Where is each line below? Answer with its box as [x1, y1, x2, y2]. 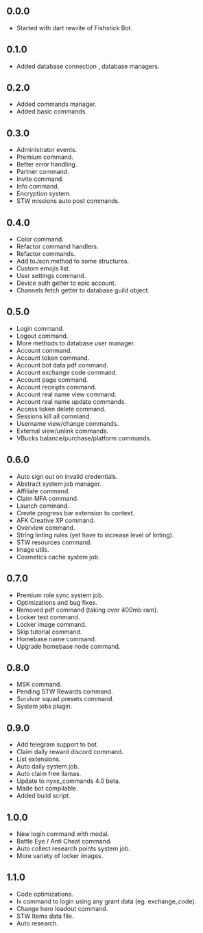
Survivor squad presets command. [16, 695, 115, 703]
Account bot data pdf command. [16, 361, 109, 369]
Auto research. [16, 919, 59, 927]
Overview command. [16, 523, 75, 532]
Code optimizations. [16, 890, 73, 898]
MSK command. [16, 680, 62, 689]
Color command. [16, 235, 64, 244]
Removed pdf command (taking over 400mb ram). [16, 605, 158, 614]
